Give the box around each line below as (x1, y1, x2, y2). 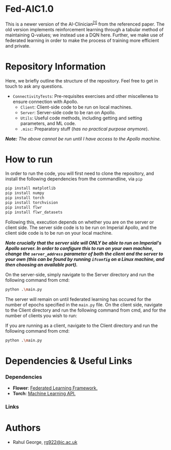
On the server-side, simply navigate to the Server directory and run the (5, 271, 155, 277)
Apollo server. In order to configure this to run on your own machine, (5, 245, 154, 251)
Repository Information (5, 60, 106, 72)
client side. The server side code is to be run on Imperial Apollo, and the (5, 224, 157, 231)
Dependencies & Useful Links (5, 355, 133, 366)
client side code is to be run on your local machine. (5, 230, 113, 236)
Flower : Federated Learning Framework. (12, 385, 98, 391)
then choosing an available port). (5, 261, 78, 268)
